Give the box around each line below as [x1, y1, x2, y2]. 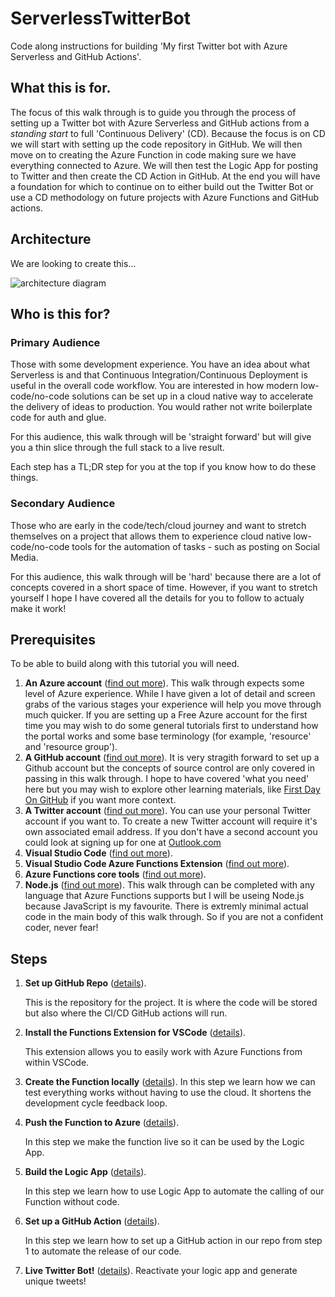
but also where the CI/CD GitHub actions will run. [24, 1007, 228, 1019]
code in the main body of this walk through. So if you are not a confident [24, 911, 324, 923]
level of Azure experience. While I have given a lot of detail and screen [24, 688, 316, 700]
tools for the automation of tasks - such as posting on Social [71, 540, 320, 552]
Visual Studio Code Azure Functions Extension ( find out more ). [24, 858, 290, 870]
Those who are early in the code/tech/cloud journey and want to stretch [10, 519, 307, 531]
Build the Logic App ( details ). [24, 1166, 147, 1178]
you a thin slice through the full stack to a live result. [10, 442, 225, 454]
